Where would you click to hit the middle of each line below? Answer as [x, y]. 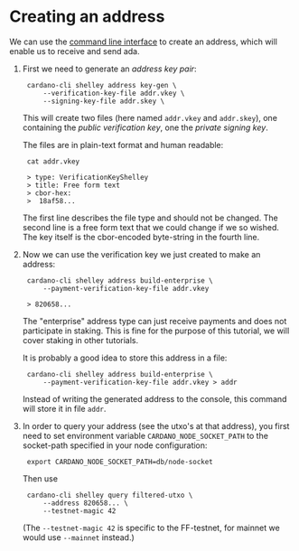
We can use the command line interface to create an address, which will [144, 42]
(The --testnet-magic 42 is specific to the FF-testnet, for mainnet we [151, 528]
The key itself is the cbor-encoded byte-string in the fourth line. [141, 237]
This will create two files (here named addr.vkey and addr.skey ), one [150, 117]
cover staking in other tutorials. [80, 340]
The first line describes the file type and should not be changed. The [150, 218]
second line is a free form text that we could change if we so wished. [151, 227]
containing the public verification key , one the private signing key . [145, 127]
